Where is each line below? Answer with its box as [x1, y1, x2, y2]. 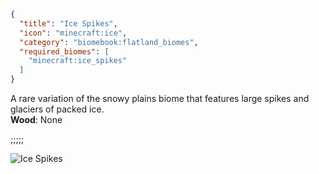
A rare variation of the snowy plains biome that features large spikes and [10, 93, 310, 104]
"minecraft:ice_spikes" [28, 56, 128, 66]
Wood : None [10, 114, 63, 125]
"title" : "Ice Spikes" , [19, 18, 118, 29]
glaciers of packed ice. [10, 103, 105, 115]
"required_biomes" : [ [19, 46, 110, 57]
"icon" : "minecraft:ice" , [19, 28, 128, 38]
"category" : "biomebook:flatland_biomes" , [19, 37, 199, 47]
